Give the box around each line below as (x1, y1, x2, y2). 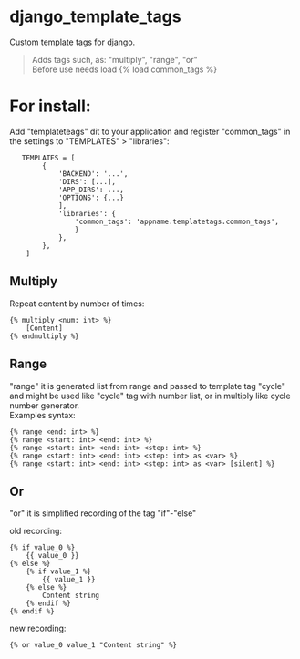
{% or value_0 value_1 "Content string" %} (9, 641, 178, 650)
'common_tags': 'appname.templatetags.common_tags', (74, 217, 280, 226)
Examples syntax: (9, 409, 76, 420)
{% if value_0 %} (9, 543, 76, 552)
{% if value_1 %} (26, 567, 92, 576)
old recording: (9, 526, 62, 537)
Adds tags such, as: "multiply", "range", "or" (31, 54, 198, 65)
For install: (9, 96, 91, 117)
